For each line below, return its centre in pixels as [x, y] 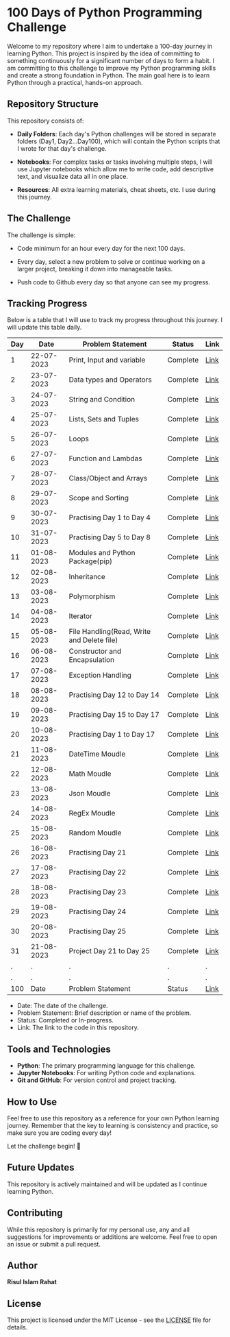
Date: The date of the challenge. [62, 1006]
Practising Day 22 [98, 872]
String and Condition [102, 400]
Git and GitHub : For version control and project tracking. [97, 1080]
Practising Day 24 [98, 911]
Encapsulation [92, 660]
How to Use [32, 1102]
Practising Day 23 [98, 892]
